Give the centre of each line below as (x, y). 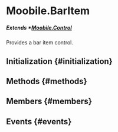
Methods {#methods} (47, 81)
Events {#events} (39, 122)
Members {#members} (49, 102)
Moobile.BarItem (48, 11)
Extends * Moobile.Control (39, 27)
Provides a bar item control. (40, 43)
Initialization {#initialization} (60, 61)
